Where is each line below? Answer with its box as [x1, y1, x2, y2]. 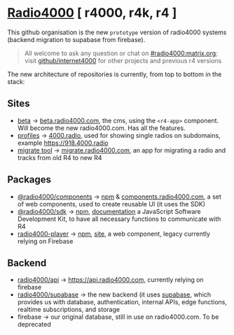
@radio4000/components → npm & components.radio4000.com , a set [17, 192, 222, 201]
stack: [7, 77, 25, 85]
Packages [7, 173, 51, 186]
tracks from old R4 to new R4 [17, 153, 103, 162]
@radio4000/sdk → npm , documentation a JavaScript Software [17, 207, 201, 215]
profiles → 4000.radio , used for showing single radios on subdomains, [17, 131, 221, 139]
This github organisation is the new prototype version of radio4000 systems [7, 28, 227, 36]
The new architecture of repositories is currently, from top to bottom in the [7, 70, 222, 78]
